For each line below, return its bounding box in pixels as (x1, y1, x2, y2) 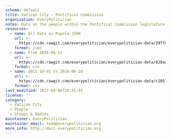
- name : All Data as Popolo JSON (10, 31, 81, 36)
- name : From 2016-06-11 (10, 50, 63, 55)
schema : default (5, 7, 40, 13)
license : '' (5, 93, 31, 98)
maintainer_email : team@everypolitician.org (5, 121, 101, 126)
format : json (14, 45, 42, 50)
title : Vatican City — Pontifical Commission (5, 12, 103, 17)
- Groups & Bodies (10, 112, 49, 117)
